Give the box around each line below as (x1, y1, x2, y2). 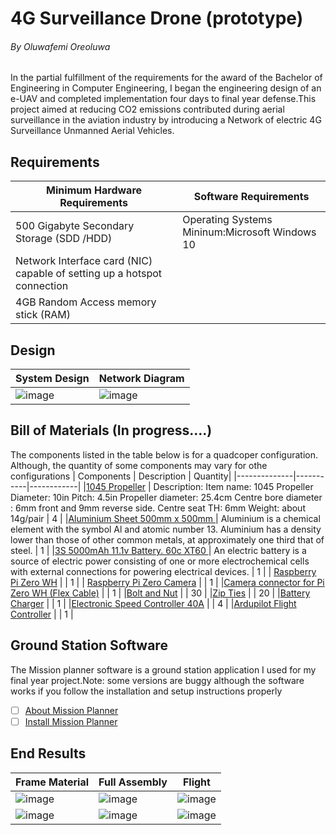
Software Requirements (193, 190, 310, 204)
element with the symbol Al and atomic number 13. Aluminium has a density (10, 523, 322, 535)
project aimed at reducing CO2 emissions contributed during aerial (10, 103, 285, 116)
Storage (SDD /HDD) (15, 232, 113, 246)
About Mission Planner (24, 704, 119, 716)
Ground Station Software (10, 637, 168, 654)
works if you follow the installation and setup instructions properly (10, 685, 283, 697)
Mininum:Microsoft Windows (182, 225, 317, 239)
